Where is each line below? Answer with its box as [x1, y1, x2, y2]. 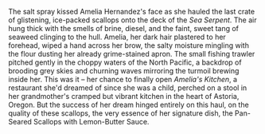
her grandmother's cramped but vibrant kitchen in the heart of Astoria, [8, 92, 240, 100]
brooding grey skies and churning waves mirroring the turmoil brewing [8, 66, 240, 75]
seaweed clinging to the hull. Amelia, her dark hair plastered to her [8, 32, 227, 41]
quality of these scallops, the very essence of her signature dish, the [8, 108, 233, 118]
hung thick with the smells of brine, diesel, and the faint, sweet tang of [8, 24, 240, 33]
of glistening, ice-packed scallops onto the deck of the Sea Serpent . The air [8, 15, 257, 25]
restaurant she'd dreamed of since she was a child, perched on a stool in [8, 83, 247, 93]
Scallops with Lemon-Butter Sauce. [33, 117, 150, 126]
